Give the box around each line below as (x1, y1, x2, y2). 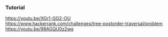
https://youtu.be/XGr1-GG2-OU (5, 15, 71, 21)
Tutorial (5, 4, 25, 11)
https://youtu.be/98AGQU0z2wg (5, 26, 74, 32)
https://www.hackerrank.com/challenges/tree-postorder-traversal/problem (5, 20, 163, 26)
